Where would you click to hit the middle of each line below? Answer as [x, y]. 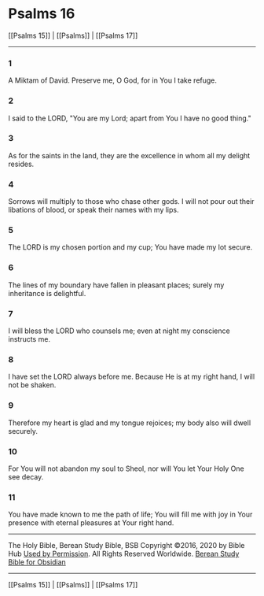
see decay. [26, 476]
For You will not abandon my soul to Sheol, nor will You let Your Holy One [126, 468]
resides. [21, 164]
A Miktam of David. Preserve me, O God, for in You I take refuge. [113, 80]
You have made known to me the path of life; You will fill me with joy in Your [130, 515]
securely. [23, 431]
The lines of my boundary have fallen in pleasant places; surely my [116, 285]
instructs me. [29, 339]
